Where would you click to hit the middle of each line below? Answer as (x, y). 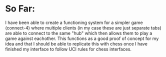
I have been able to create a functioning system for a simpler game (74, 22)
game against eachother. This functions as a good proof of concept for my (82, 38)
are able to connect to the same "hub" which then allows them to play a (79, 33)
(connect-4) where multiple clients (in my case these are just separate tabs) (83, 27)
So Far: (20, 9)
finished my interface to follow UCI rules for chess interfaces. (68, 49)
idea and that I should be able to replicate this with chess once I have (76, 43)
